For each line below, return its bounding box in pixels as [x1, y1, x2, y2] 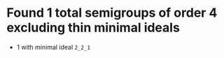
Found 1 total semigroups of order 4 [6, 5, 218, 21]
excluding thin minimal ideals [6, 20, 180, 36]
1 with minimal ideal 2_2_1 [16, 43, 91, 51]
